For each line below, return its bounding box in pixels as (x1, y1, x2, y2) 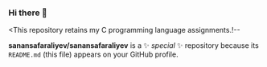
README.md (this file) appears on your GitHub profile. (8, 49, 179, 59)
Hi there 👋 (8, 7, 48, 18)
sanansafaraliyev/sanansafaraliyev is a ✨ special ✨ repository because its (8, 41, 259, 50)
